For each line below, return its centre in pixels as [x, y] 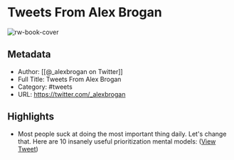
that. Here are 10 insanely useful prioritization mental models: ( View [117, 141]
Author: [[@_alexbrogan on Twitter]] [70, 71]
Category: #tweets [45, 87]
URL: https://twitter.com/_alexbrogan [71, 94]
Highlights [31, 117]
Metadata [29, 54]
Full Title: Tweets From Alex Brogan [69, 79]
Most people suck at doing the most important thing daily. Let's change [122, 134]
